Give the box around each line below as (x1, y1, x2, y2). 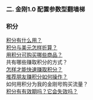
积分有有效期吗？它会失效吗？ (6, 88, 78, 95)
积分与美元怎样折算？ (6, 44, 57, 51)
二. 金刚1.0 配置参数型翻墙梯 (6, 5, 85, 13)
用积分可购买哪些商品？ (6, 51, 63, 58)
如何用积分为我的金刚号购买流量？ (6, 81, 88, 88)
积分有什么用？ (6, 37, 42, 44)
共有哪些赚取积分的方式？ (6, 58, 68, 65)
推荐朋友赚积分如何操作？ (6, 73, 68, 80)
